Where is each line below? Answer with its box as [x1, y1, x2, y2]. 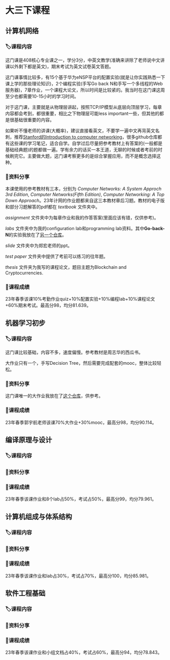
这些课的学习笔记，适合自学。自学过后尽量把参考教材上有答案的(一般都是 [9, 140, 163, 146]
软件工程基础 [5, 589, 46, 598]
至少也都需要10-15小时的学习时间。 [5, 93, 79, 99]
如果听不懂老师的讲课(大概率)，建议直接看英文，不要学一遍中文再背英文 [5, 128, 156, 134]
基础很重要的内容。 [14, 116, 54, 122]
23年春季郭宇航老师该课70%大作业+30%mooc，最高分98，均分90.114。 [5, 419, 157, 425]
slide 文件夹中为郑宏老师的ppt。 [5, 242, 73, 249]
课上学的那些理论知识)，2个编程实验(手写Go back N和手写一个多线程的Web [5, 80, 163, 86]
